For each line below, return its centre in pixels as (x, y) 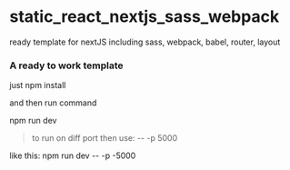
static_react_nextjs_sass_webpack (145, 17)
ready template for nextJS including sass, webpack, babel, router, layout (145, 42)
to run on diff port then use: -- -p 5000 (105, 138)
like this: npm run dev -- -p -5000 (73, 155)
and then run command (53, 103)
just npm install (38, 85)
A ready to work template (67, 65)
